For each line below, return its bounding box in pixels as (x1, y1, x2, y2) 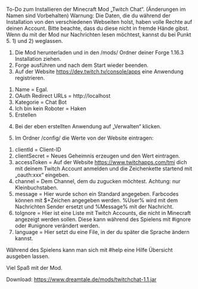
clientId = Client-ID (14, 146, 61, 153)
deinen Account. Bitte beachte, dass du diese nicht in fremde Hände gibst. (6, 24, 189, 32)
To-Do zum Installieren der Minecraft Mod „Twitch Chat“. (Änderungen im (6, 6, 186, 13)
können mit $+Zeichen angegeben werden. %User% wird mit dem (14, 197, 178, 204)
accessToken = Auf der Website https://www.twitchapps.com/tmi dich (14, 159, 187, 165)
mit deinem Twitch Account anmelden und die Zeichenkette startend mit (14, 165, 193, 172)
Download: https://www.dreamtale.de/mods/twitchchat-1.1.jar (6, 276, 157, 283)
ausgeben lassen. (6, 253, 49, 260)
